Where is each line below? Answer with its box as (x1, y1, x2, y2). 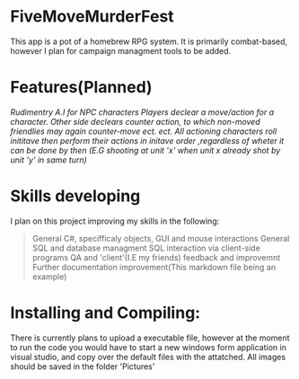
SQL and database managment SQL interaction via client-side (31, 242, 261, 253)
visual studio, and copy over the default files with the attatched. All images (10, 351, 286, 362)
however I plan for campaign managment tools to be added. (10, 45, 232, 56)
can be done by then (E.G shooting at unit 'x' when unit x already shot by (10, 145, 281, 155)
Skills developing (10, 186, 141, 207)
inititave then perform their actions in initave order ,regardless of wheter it (10, 135, 285, 145)
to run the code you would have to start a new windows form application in (10, 341, 286, 352)
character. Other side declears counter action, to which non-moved (10, 116, 261, 127)
